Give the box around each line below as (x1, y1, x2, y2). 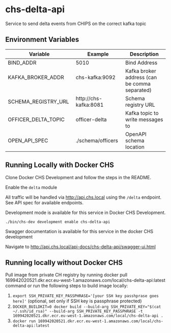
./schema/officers (75, 137, 119, 144)
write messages (125, 116, 163, 123)
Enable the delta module (5, 184, 58, 190)
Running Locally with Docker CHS (5, 161, 115, 170)
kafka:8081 (75, 101, 104, 108)
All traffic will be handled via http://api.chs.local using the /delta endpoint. (5, 194, 162, 200)
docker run (12, 319, 36, 324)
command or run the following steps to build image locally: (5, 282, 128, 289)
